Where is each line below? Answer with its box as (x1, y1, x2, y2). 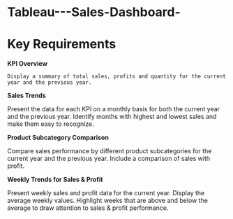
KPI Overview (7, 59, 47, 68)
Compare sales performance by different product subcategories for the (7, 147, 212, 155)
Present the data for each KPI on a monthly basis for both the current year (7, 105, 220, 113)
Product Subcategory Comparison (7, 134, 110, 142)
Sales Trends (7, 92, 47, 100)
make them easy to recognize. (7, 120, 94, 128)
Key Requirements (7, 36, 116, 52)
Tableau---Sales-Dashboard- (7, 4, 181, 20)
